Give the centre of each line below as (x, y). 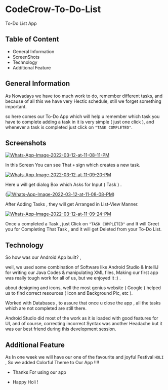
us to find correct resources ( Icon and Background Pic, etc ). (69, 293)
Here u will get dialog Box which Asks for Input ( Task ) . (64, 185)
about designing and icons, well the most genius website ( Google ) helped (83, 288)
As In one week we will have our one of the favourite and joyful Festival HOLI (85, 357)
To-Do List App (21, 23)
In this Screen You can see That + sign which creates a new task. (73, 165)
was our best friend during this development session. (61, 329)
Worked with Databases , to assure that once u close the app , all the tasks (83, 303)
